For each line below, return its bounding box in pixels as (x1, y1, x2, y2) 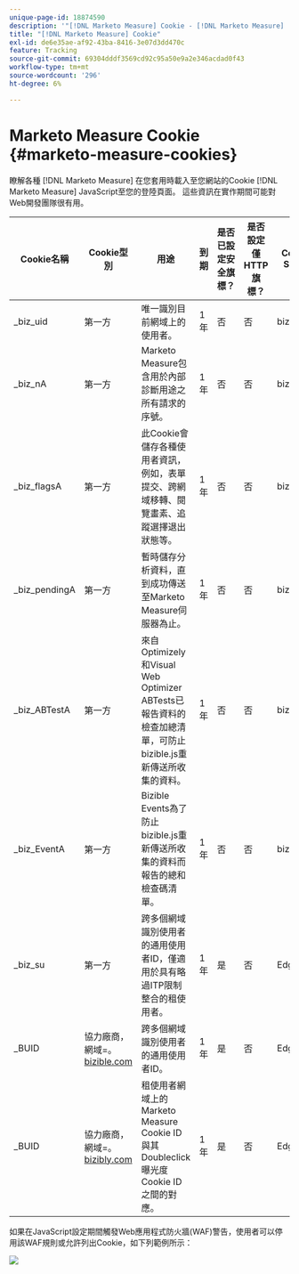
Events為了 (141, 802, 188, 815)
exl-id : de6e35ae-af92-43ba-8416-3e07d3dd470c (9, 37, 185, 47)
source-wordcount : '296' (9, 71, 101, 80)
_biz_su (13, 958, 45, 970)
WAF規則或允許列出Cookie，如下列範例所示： (24, 1237, 193, 1247)
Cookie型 (88, 246, 129, 258)
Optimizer (141, 681, 182, 694)
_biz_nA (13, 377, 47, 390)
